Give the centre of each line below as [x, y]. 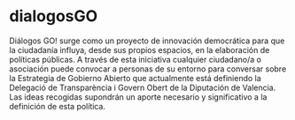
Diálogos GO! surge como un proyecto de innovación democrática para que [147, 41]
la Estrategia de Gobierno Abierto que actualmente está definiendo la [135, 78]
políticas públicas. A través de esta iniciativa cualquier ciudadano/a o [135, 59]
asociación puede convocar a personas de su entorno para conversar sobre [148, 69]
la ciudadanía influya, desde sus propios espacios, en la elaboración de [140, 49]
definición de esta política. [58, 106]
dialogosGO [54, 16]
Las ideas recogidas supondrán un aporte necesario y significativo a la [138, 97]
